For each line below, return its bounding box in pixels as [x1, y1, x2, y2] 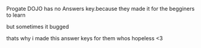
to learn [6, 11, 26, 19]
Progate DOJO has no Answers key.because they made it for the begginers [6, 5, 195, 12]
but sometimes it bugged [6, 23, 69, 30]
